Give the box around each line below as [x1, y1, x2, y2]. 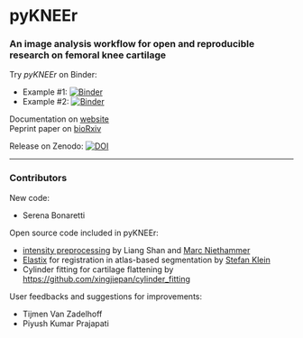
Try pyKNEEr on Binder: [9, 69, 97, 80]
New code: [9, 192, 50, 203]
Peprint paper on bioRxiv [9, 123, 102, 134]
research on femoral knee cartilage [9, 49, 167, 61]
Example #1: [22, 87, 68, 97]
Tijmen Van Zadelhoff [22, 308, 103, 319]
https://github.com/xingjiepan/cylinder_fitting [22, 273, 191, 284]
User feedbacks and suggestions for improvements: [9, 290, 203, 302]
